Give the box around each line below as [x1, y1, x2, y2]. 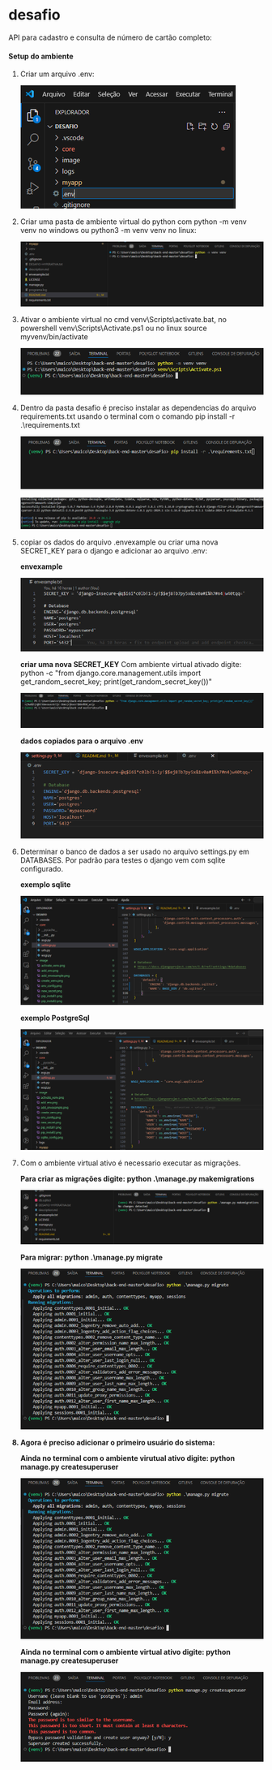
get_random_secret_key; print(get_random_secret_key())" [19, 677, 213, 687]
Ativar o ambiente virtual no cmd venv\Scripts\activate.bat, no [19, 314, 227, 324]
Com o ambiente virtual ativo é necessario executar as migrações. [19, 1158, 241, 1168]
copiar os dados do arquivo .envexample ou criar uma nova [19, 537, 219, 547]
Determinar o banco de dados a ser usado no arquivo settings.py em [19, 846, 249, 856]
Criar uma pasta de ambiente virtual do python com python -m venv [19, 217, 247, 226]
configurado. [19, 863, 64, 873]
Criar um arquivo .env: [19, 69, 95, 79]
